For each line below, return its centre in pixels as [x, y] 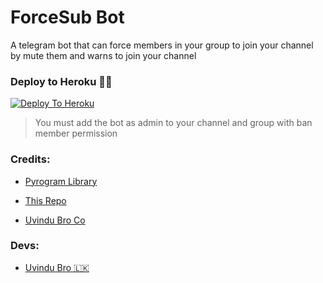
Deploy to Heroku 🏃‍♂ [61, 81]
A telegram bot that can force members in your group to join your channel [162, 45]
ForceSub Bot [67, 17]
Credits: [30, 159]
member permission [76, 133]
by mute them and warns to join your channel [103, 55]
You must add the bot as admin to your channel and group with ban [173, 123]
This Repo [45, 200]
